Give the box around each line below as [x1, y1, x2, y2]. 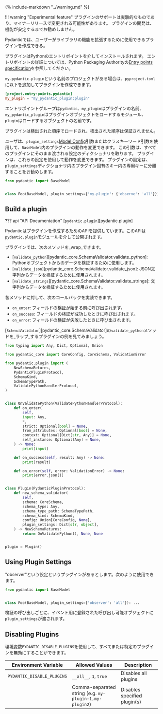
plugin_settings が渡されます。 [5, 616, 67, 621]
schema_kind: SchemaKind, [22, 513, 75, 518]
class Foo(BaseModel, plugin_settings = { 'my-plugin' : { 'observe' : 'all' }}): [5, 191, 162, 196]
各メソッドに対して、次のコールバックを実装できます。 [5, 295, 115, 301]
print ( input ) [22, 446, 49, 451]
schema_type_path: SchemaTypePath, [22, 508, 95, 513]
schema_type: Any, [22, 504, 60, 509]
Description [124, 662, 152, 669]
